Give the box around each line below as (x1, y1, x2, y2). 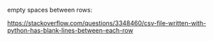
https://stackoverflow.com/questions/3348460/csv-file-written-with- (7, 19, 207, 27)
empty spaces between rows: (7, 6, 93, 14)
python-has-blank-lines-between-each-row (7, 27, 134, 34)
